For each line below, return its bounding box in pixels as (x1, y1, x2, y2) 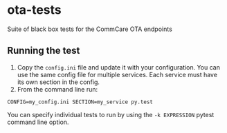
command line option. (7, 118, 69, 126)
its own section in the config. (17, 78, 100, 86)
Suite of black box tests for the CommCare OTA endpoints (7, 25, 173, 33)
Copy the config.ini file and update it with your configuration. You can (17, 63, 220, 71)
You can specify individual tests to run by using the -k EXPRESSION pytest (7, 110, 215, 119)
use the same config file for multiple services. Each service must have (17, 70, 218, 79)
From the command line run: (17, 85, 98, 93)
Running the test (7, 45, 80, 57)
